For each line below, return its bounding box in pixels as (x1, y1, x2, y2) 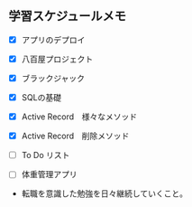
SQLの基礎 (21, 92, 62, 102)
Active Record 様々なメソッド (21, 111, 138, 122)
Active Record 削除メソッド (21, 130, 130, 142)
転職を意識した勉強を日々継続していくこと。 (21, 188, 188, 199)
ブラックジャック (21, 72, 86, 83)
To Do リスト (21, 150, 70, 161)
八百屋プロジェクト (21, 53, 94, 64)
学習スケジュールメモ (8, 8, 127, 24)
